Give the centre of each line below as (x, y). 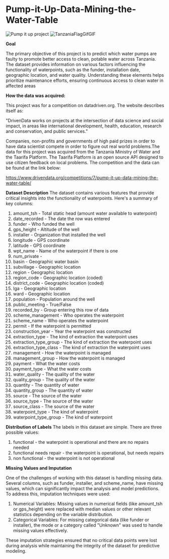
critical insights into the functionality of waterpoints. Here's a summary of (82, 198)
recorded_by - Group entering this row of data (61, 310)
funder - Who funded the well (44, 224)
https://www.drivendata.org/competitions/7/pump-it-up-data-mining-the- (82, 177)
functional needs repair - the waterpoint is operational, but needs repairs (88, 452)
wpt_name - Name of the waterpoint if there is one (65, 250)
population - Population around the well (54, 299)
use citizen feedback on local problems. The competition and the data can (83, 162)
